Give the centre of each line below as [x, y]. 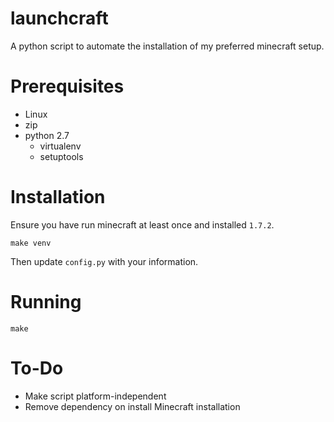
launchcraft [59, 18]
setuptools [61, 156]
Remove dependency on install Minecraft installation [132, 406]
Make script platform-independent [95, 396]
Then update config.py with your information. [104, 261]
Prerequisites [67, 86]
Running [46, 302]
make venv [31, 243]
